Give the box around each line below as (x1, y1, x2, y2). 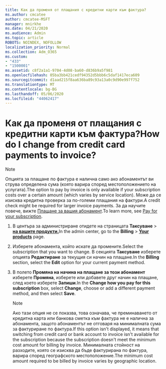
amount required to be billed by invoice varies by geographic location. (12, 358, 156, 364)
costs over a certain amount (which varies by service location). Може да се (5, 192, 161, 198)
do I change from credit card (5, 139, 125, 151)
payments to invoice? (5, 150, 96, 161)
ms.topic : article (5, 36, 43, 41)
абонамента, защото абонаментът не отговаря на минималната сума (12, 321, 161, 327)
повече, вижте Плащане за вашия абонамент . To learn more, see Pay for (5, 208, 157, 214)
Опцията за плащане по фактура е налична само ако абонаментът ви (5, 176, 154, 182)
